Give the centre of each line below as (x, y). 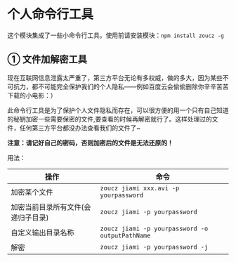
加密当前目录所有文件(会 (51, 207)
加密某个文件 (32, 192)
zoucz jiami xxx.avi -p (140, 188)
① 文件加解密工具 (47, 59)
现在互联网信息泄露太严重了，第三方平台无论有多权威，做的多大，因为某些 (115, 77)
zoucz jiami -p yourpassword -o (154, 228)
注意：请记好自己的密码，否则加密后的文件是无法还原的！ (90, 143)
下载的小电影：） (32, 95)
